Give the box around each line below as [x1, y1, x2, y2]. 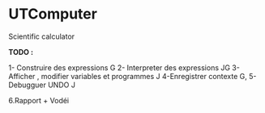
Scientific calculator [8, 31, 75, 41]
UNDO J [47, 80, 75, 90]
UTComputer [8, 5, 97, 23]
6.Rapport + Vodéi [8, 95, 70, 105]
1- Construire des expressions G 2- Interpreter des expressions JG [8, 62, 231, 73]
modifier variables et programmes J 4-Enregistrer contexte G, [41, 71, 247, 81]
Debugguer [8, 80, 46, 90]
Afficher [8, 71, 36, 81]
